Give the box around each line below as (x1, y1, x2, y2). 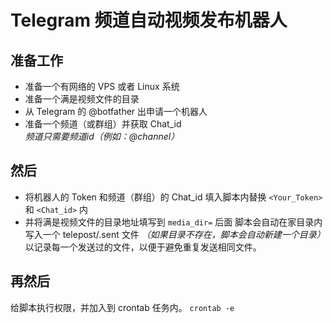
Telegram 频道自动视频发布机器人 (10, 9, 288, 32)
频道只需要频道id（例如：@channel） (24, 131, 180, 142)
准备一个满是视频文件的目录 (24, 93, 140, 105)
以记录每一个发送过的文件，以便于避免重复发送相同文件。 (24, 241, 262, 253)
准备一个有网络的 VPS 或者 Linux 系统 (24, 81, 180, 92)
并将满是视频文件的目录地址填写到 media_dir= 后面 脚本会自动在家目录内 (24, 216, 323, 228)
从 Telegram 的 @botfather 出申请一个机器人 (24, 106, 208, 117)
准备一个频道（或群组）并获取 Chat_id (24, 118, 182, 130)
